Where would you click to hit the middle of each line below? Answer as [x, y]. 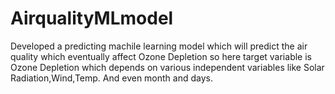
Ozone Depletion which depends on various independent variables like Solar [167, 67]
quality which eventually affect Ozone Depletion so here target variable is [161, 56]
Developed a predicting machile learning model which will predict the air [159, 46]
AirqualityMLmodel [92, 18]
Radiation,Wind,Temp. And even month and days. [111, 78]
